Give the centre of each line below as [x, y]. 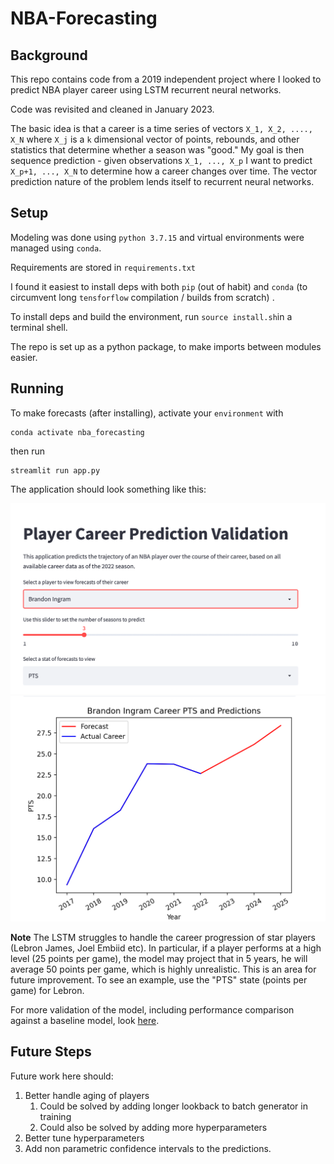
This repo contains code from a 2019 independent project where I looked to [166, 79]
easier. [24, 357]
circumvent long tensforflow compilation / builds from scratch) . [142, 297]
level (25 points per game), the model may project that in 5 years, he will [159, 959]
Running [37, 388]
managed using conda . [56, 248]
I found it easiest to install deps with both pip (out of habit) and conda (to [159, 286]
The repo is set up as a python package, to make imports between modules [166, 346]
